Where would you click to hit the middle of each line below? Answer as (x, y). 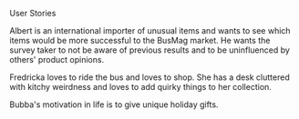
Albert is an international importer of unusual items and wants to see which (150, 30)
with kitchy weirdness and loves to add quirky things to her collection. (140, 87)
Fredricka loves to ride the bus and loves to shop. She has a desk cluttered (149, 77)
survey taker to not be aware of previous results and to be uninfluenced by (149, 50)
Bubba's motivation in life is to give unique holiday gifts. (114, 104)
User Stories (33, 13)
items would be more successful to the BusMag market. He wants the (140, 40)
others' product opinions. (57, 59)
